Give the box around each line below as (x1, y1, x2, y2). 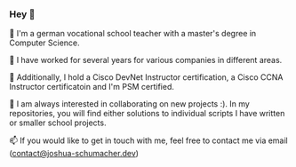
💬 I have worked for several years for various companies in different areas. (9, 55, 283, 66)
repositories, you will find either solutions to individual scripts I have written (9, 108, 285, 119)
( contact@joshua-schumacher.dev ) (9, 148, 140, 159)
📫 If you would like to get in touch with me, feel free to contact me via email (9, 135, 288, 146)
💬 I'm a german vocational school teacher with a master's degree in (9, 28, 257, 39)
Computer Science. (9, 37, 80, 48)
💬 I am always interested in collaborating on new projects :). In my (9, 99, 251, 109)
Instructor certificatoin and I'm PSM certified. (9, 82, 175, 92)
